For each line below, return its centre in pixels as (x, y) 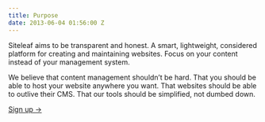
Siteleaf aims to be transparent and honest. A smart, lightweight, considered (133, 45)
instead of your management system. (69, 62)
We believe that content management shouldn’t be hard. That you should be (132, 77)
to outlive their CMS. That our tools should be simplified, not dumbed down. (132, 94)
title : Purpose (33, 15)
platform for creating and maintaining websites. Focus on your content (123, 54)
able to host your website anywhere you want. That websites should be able (132, 85)
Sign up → (25, 109)
